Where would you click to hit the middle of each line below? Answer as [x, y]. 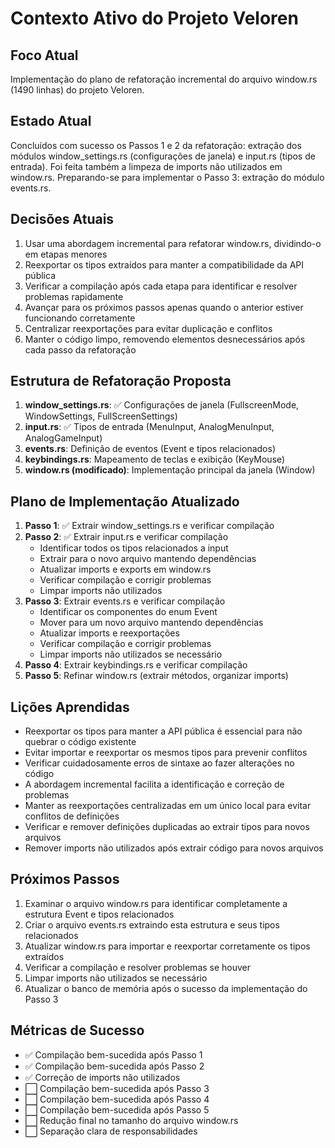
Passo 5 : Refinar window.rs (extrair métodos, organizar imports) [156, 676]
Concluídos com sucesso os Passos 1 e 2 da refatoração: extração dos [156, 145]
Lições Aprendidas [70, 707]
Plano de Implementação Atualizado [125, 501]
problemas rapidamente [74, 296]
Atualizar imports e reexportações [109, 633]
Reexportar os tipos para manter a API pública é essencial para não [163, 731]
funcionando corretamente [80, 318]
